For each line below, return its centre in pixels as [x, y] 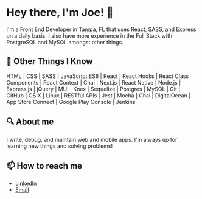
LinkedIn [26, 183]
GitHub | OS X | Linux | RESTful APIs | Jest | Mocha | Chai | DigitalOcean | [99, 95]
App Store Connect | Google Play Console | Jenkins [71, 102]
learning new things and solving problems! [60, 146]
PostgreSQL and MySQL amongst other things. [65, 42]
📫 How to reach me [44, 166]
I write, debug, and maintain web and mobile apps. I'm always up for [92, 139]
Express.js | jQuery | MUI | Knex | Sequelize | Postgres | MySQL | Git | [93, 89]
